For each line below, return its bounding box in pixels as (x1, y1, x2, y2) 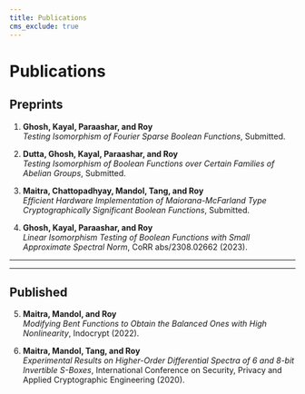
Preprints (9, 97, 64, 113)
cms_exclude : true (9, 22, 79, 31)
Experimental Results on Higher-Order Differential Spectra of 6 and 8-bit (22, 355, 295, 366)
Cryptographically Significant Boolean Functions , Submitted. (22, 204, 251, 215)
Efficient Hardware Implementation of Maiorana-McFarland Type (22, 194, 268, 205)
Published (9, 284, 68, 300)
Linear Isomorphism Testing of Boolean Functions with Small (22, 231, 251, 242)
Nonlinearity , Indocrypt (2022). (22, 328, 140, 339)
